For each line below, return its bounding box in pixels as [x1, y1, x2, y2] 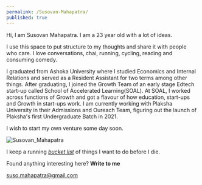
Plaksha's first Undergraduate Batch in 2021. [6, 113, 119, 120]
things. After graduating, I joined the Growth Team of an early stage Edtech [6, 80, 195, 88]
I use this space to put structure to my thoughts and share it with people [6, 43, 187, 50]
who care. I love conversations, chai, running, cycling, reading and [6, 49, 173, 56]
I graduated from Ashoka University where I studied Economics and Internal [6, 67, 197, 75]
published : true [6, 15, 47, 21]
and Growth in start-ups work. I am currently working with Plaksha [6, 99, 173, 107]
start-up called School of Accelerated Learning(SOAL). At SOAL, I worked [6, 87, 190, 94]
